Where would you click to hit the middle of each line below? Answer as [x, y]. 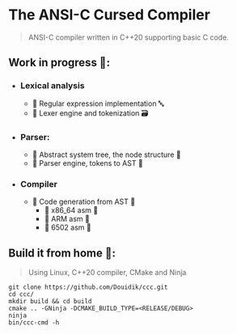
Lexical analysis [52, 86]
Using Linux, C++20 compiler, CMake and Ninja [107, 273]
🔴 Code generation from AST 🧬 [84, 202]
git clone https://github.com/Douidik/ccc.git [88, 287]
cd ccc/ [21, 294]
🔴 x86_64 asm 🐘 [71, 210]
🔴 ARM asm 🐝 [67, 219]
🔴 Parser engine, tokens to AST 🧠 [87, 163]
